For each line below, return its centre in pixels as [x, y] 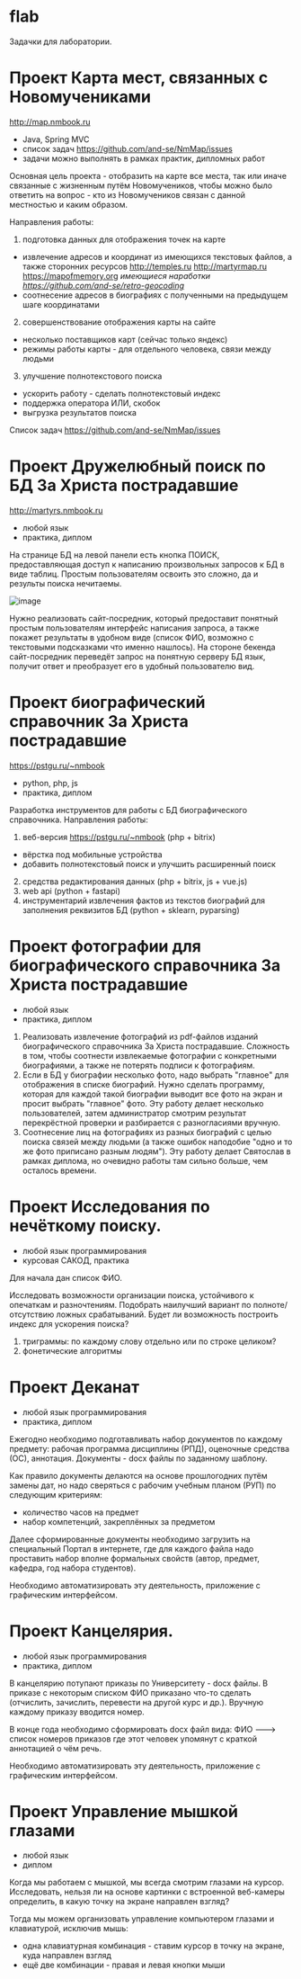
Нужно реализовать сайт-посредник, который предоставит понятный [144, 618]
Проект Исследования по [110, 1206]
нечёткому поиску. [85, 1226]
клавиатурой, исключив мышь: [69, 1929]
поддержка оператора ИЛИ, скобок [91, 403]
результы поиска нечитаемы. [66, 583]
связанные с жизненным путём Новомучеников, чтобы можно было [141, 185]
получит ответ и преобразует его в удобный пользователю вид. [132, 666]
